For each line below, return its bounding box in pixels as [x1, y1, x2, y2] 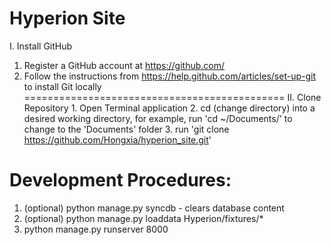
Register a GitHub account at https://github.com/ [23, 59, 226, 71]
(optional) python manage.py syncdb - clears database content [23, 202, 285, 214]
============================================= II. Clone [23, 91, 322, 103]
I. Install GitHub [9, 40, 73, 52]
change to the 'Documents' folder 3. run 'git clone [23, 123, 230, 135]
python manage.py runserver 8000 [23, 223, 169, 235]
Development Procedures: [9, 169, 232, 192]
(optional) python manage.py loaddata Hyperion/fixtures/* [23, 212, 264, 224]
